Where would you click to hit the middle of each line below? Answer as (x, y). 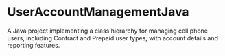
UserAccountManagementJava (98, 12)
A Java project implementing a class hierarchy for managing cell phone (107, 31)
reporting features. (34, 45)
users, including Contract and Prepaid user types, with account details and (113, 38)
